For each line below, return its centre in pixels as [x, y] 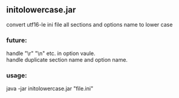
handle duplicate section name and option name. [67, 60]
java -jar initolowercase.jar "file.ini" [50, 89]
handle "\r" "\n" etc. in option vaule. [51, 53]
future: [17, 40]
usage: [17, 76]
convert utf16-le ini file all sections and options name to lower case [89, 24]
